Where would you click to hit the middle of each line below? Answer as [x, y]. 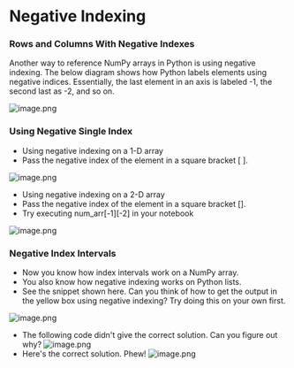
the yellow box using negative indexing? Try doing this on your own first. [154, 301]
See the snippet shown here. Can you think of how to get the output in [150, 291]
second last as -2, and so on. [62, 91]
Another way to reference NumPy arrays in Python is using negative [132, 63]
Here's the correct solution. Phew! [84, 354]
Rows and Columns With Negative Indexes [102, 44]
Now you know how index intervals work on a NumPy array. [130, 272]
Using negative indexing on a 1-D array [92, 150]
